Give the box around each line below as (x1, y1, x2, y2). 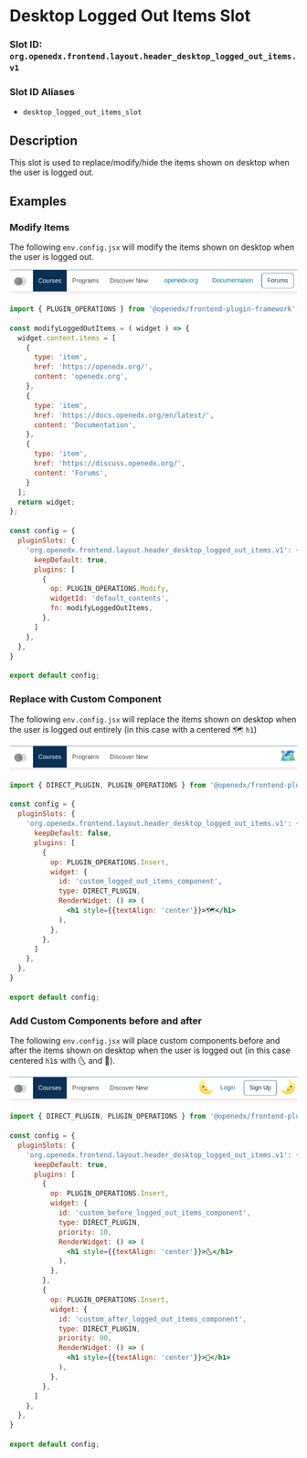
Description (9, 133, 78, 148)
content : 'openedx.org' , (33, 372, 129, 381)
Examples (9, 193, 67, 209)
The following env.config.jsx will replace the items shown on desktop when (9, 713, 297, 724)
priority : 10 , (58, 1228, 112, 1237)
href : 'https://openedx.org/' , (33, 362, 153, 371)
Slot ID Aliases (9, 86, 75, 99)
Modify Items (9, 220, 70, 233)
